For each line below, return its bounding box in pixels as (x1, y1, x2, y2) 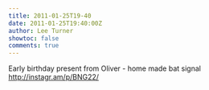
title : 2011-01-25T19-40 (8, 11, 92, 20)
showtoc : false (8, 34, 59, 43)
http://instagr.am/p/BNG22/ (8, 72, 99, 82)
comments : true (8, 42, 59, 50)
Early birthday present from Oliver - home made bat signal (8, 63, 201, 73)
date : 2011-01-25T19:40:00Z (8, 19, 103, 27)
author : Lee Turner (8, 27, 74, 35)
